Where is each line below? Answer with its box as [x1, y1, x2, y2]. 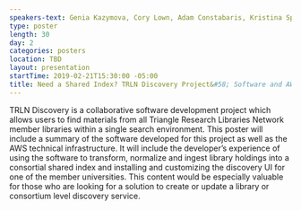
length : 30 [9, 30, 50, 39]
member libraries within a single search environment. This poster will [9, 123, 263, 135]
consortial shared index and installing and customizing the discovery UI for [9, 162, 285, 172]
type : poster [9, 22, 58, 31]
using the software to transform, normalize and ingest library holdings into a [9, 152, 289, 162]
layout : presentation [9, 64, 90, 73]
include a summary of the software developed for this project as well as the [9, 133, 288, 144]
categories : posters [9, 47, 87, 56]
